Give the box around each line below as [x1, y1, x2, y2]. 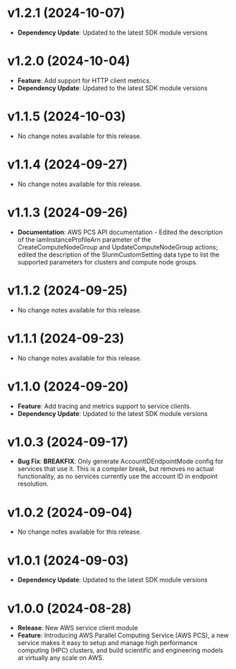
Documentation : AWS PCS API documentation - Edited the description [17, 228, 223, 236]
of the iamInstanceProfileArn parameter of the [17, 235, 151, 244]
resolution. [17, 479, 49, 488]
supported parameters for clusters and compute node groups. [17, 257, 198, 266]
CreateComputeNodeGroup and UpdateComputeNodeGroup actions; [17, 243, 218, 251]
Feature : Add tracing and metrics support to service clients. [17, 402, 192, 410]
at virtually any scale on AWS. [17, 653, 104, 662]
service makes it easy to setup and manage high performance [17, 639, 198, 647]
